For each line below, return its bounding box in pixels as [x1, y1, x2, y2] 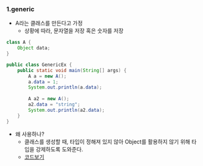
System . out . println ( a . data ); [28, 84, 102, 90]
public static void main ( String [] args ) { [17, 67, 127, 73]
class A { [6, 39, 32, 46]
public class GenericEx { [6, 62, 72, 68]
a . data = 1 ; [28, 79, 59, 85]
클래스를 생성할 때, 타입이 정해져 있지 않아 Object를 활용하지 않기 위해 [24, 138, 191, 145]
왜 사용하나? [15, 130, 45, 137]
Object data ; [17, 45, 51, 51]
